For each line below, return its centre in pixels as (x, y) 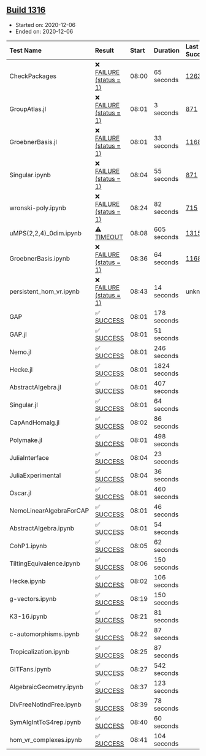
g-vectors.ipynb (33, 598)
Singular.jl (24, 405)
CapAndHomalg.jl (35, 422)
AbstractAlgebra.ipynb (42, 528)
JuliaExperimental (35, 475)
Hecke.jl (21, 369)
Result (105, 50)
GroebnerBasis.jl (33, 142)
